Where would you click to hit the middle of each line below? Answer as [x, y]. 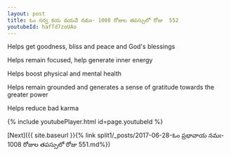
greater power [28, 94]
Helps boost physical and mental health [64, 73]
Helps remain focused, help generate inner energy [80, 60]
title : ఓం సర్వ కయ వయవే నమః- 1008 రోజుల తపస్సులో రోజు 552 [93, 20]
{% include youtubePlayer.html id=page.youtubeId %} [85, 122]
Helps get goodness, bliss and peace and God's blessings [91, 47]
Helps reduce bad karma [43, 108]
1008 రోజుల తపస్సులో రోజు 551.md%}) [59, 145]
